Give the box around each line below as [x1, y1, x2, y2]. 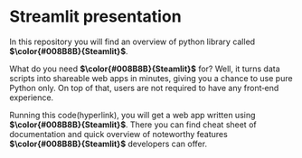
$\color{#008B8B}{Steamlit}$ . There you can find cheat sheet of [9, 119, 257, 130]
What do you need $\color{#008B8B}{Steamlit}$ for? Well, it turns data [9, 63, 280, 74]
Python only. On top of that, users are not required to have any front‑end [9, 82, 279, 93]
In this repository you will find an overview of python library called [9, 36, 256, 47]
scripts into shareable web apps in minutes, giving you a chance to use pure [9, 72, 293, 83]
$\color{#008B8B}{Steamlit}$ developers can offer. [9, 138, 208, 149]
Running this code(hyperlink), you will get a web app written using [9, 109, 256, 120]
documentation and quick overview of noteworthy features [9, 128, 228, 139]
